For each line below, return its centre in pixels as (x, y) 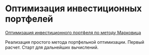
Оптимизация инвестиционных (74, 9)
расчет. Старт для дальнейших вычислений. (52, 47)
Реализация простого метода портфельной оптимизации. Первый (75, 42)
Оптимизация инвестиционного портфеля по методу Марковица (73, 32)
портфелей (29, 19)
